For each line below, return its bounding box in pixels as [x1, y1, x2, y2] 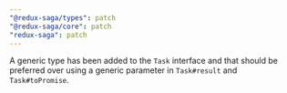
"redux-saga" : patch [9, 30, 88, 39]
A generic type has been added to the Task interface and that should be [9, 56, 279, 67]
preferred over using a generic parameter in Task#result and [9, 65, 238, 76]
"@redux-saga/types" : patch [9, 13, 117, 23]
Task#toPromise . [9, 75, 70, 86]
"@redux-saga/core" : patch [9, 22, 112, 31]
